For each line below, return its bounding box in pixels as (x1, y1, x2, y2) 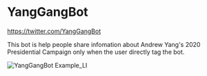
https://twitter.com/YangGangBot (7, 27, 101, 35)
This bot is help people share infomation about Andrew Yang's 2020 (7, 40, 201, 48)
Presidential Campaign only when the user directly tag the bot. (7, 48, 185, 56)
